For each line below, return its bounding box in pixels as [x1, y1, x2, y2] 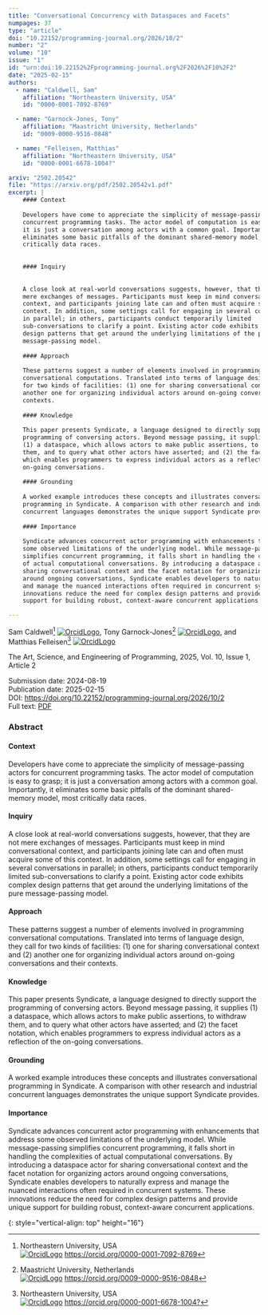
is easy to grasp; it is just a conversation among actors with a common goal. [8, 776, 258, 786]
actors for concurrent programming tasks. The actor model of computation [8, 767, 254, 777]
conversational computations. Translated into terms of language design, [8, 933, 245, 942]
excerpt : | [8, 188, 45, 196]
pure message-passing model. [8, 888, 109, 898]
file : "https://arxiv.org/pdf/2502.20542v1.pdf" [8, 181, 173, 189]
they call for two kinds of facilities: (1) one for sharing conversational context [8, 941, 260, 951]
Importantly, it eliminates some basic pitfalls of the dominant [8, 784, 206, 794]
